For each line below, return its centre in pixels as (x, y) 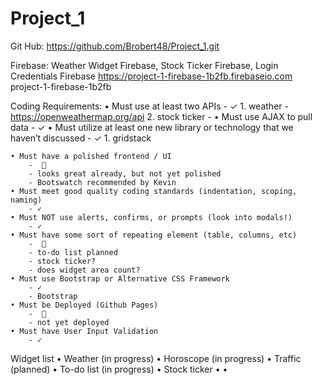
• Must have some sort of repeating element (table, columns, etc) (154, 235)
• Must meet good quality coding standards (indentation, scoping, (154, 191)
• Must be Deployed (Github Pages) (84, 305)
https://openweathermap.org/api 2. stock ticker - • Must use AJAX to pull (161, 116)
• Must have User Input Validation (84, 331)
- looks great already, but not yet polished (125, 173)
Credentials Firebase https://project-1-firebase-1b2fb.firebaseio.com (151, 76)
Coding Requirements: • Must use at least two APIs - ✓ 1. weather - (149, 106)
